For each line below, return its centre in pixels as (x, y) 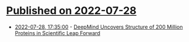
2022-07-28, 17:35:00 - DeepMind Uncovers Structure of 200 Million (99, 27)
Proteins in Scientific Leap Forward (57, 33)
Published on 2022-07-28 (71, 11)
